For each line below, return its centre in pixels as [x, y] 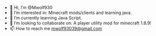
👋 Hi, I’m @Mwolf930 [31, 8]
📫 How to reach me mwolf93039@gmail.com [56, 28]
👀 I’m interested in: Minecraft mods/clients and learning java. [71, 13]
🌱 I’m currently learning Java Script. [46, 18]
